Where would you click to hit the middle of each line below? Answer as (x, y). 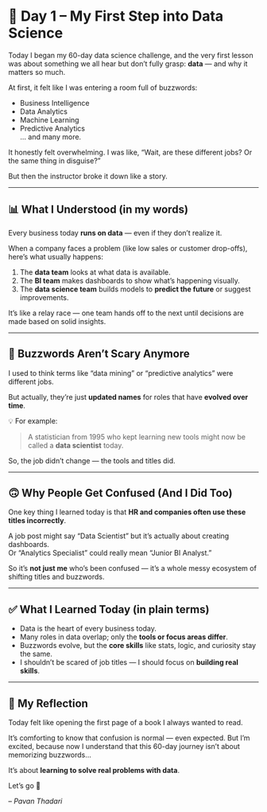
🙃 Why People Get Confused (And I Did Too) (120, 493)
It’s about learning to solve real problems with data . (94, 770)
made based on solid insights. (57, 321)
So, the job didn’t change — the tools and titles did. (92, 460)
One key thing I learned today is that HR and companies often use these (127, 512)
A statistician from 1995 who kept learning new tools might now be (137, 436)
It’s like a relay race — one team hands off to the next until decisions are (126, 313)
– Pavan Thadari (35, 801)
